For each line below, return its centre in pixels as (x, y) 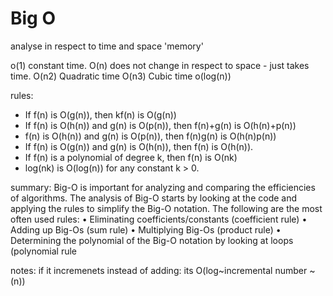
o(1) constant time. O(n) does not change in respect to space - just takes (160, 65)
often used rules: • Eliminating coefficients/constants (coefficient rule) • (159, 219)
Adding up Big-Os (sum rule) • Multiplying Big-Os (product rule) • (146, 229)
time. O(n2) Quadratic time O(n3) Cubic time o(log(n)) (121, 76)
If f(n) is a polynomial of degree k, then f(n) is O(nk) (131, 157)
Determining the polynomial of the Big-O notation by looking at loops (152, 240)
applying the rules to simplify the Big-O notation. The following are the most (166, 208)
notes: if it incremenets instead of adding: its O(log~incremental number (159, 270)
